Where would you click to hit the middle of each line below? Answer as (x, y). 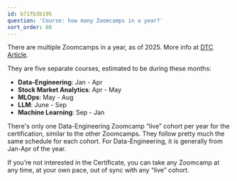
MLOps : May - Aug (45, 97)
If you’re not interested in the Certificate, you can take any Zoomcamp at (114, 163)
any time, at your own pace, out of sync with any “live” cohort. (98, 170)
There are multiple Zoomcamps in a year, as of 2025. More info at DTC (110, 48)
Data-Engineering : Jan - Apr (60, 82)
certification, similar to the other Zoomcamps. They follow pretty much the (116, 134)
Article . (18, 55)
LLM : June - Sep (42, 105)
